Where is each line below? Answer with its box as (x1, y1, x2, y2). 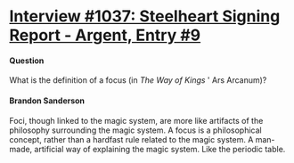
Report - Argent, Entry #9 (9, 25, 201, 45)
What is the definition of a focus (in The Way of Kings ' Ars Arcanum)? (9, 75, 267, 86)
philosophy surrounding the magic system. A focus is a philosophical (9, 125, 262, 135)
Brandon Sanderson (9, 95, 86, 106)
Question (9, 55, 45, 66)
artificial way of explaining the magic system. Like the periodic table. (34, 143, 286, 154)
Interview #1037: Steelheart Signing (9, 6, 281, 27)
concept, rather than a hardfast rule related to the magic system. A (9, 134, 254, 144)
